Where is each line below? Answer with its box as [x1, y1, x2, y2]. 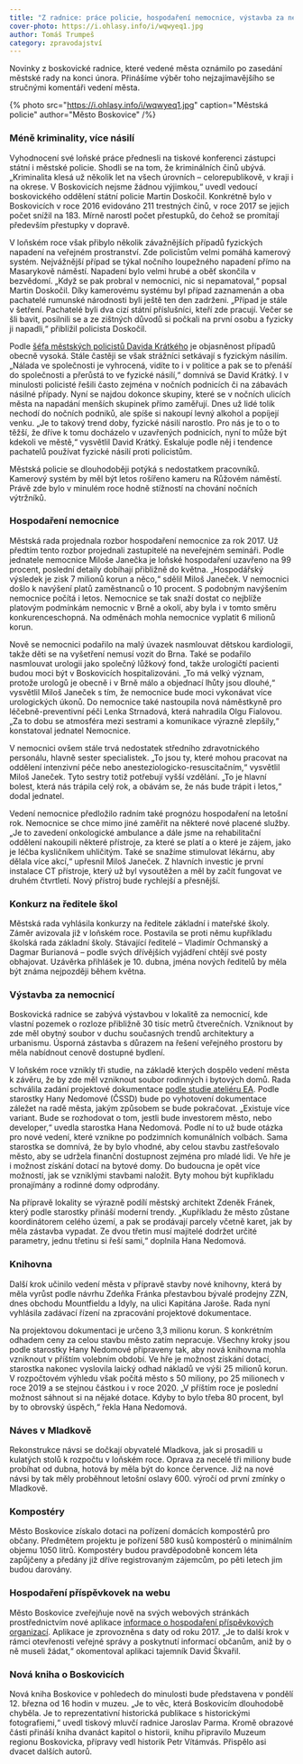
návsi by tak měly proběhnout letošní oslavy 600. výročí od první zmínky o [9, 1474, 286, 1484]
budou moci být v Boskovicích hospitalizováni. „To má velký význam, [9, 667, 264, 678]
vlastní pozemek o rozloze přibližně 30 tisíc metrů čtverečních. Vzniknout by [9, 1018, 294, 1029]
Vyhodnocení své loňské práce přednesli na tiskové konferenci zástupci [9, 152, 277, 163]
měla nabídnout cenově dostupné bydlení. [9, 1047, 165, 1058]
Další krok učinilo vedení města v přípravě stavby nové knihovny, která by [9, 1278, 282, 1290]
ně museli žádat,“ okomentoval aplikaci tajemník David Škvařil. [9, 1645, 242, 1656]
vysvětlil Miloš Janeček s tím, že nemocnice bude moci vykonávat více [9, 686, 272, 697]
